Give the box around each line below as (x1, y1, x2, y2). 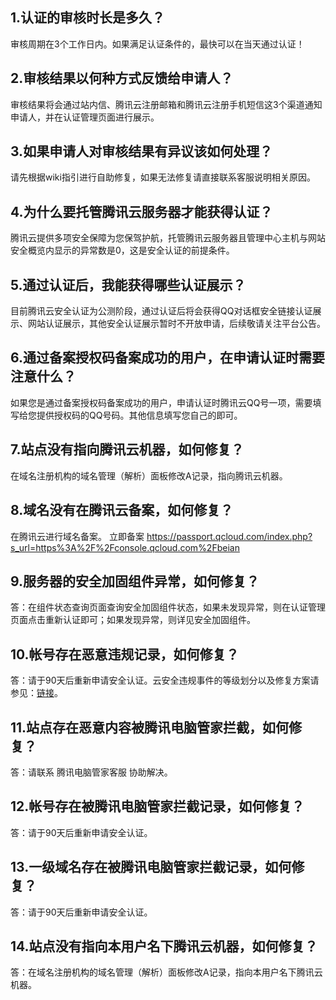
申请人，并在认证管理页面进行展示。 (10, 111, 160, 123)
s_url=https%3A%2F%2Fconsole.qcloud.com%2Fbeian (10, 541, 240, 553)
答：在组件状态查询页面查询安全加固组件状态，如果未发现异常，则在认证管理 (10, 601, 326, 613)
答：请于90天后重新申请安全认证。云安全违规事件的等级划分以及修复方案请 (10, 674, 320, 687)
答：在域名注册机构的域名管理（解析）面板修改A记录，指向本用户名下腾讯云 (10, 966, 323, 978)
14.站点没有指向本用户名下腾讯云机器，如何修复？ (10, 938, 318, 955)
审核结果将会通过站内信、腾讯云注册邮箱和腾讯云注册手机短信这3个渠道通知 (10, 98, 323, 110)
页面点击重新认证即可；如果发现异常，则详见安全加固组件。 (10, 614, 256, 626)
